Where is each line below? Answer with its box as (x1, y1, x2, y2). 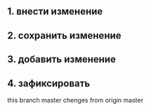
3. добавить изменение (7, 53, 116, 65)
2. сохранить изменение (7, 30, 122, 41)
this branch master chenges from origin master (7, 96, 144, 104)
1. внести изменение (7, 6, 103, 18)
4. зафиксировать (7, 77, 91, 89)
